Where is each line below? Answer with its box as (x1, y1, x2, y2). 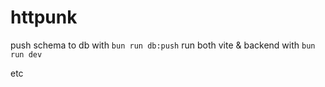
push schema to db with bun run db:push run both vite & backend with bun (10, 39, 316, 51)
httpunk (10, 6, 78, 29)
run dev (10, 49, 43, 60)
